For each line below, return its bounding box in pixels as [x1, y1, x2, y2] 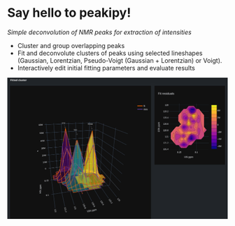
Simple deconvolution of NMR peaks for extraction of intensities [7, 28, 192, 36]
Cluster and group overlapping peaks [17, 41, 125, 50]
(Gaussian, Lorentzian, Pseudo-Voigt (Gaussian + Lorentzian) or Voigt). [17, 56, 222, 64]
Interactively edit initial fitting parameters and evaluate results [17, 63, 196, 72]
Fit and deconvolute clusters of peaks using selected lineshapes [17, 49, 203, 57]
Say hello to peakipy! [7, 5, 131, 21]
